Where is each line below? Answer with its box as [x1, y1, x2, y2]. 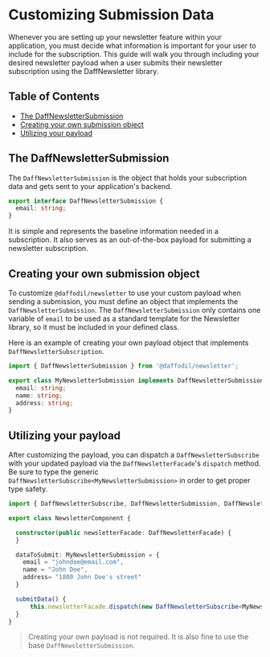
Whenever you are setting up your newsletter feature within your [8, 32, 223, 42]
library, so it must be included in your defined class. [8, 322, 179, 331]
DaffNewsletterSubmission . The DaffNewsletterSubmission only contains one [8, 306, 261, 314]
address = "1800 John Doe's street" [22, 573, 142, 581]
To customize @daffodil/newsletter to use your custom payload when [8, 288, 241, 298]
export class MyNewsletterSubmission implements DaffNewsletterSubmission [8, 376, 264, 384]
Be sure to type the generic [8, 467, 99, 477]
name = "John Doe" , [22, 565, 88, 574]
